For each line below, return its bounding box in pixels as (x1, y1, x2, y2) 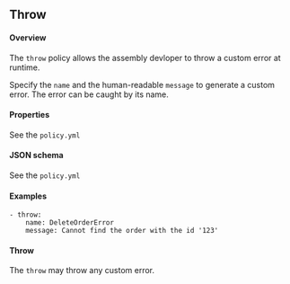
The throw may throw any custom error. (9, 265, 155, 276)
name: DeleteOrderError (25, 218, 115, 227)
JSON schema (9, 150, 65, 161)
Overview (9, 31, 47, 43)
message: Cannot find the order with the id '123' (25, 226, 219, 235)
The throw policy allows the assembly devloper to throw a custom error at (9, 52, 281, 63)
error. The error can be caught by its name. (9, 89, 169, 100)
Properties (9, 110, 50, 120)
